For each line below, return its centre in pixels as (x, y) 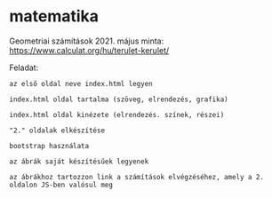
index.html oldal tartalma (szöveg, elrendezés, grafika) (119, 99)
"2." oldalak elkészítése (57, 131)
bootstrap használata (49, 146)
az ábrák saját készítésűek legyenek (79, 162)
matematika (54, 16)
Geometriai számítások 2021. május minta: (87, 41)
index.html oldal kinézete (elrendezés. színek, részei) (117, 115)
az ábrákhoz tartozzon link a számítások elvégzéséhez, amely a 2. (137, 177)
